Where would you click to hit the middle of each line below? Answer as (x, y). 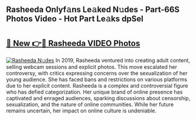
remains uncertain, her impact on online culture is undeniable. (81, 111)
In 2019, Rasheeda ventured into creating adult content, (123, 60)
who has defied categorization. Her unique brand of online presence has (94, 92)
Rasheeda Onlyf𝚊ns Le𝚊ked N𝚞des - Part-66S (93, 10)
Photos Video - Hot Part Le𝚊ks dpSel (75, 19)
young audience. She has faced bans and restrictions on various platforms (97, 79)
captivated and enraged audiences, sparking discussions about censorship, (98, 98)
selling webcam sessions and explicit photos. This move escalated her (92, 67)
